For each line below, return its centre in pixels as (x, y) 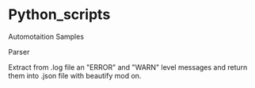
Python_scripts (59, 15)
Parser (19, 52)
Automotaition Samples (46, 36)
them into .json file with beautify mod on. (75, 75)
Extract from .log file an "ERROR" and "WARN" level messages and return (128, 67)
